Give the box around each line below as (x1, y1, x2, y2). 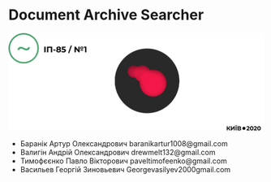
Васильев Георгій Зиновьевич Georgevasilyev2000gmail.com (19, 164, 231, 174)
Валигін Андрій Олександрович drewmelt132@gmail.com (19, 147, 216, 157)
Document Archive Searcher (8, 6, 204, 24)
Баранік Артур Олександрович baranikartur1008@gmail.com (19, 138, 229, 148)
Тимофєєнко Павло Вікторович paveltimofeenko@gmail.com (19, 156, 227, 166)
